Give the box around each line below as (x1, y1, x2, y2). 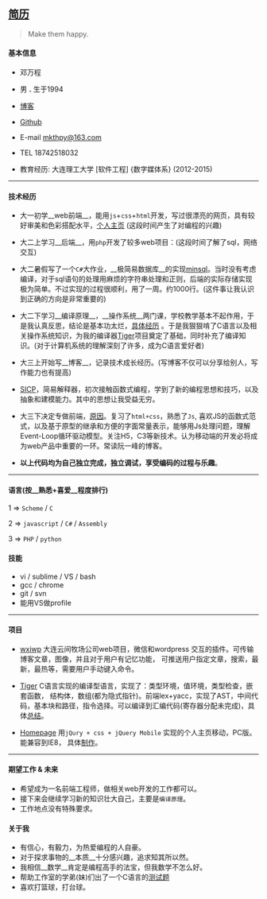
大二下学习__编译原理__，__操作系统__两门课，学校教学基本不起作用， (19, 311, 248, 320)
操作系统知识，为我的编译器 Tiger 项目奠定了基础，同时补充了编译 (26, 331, 240, 340)
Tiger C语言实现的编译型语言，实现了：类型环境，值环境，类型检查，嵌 (19, 680, 253, 690)
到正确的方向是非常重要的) (19, 294, 106, 304)
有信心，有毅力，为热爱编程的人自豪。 (19, 843, 145, 852)
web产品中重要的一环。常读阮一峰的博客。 (26, 441, 167, 451)
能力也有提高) (26, 368, 72, 378)
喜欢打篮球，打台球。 (19, 882, 90, 892)
